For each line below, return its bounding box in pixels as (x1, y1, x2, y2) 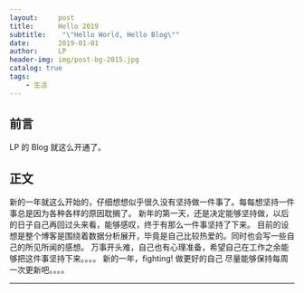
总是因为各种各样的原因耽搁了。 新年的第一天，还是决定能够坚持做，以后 (16, 208, 290, 219)
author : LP (9, 47, 67, 56)
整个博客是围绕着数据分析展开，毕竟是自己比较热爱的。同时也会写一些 (24, 231, 287, 241)
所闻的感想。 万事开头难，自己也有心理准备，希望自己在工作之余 (40, 241, 281, 253)
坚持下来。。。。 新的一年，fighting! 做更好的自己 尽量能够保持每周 (48, 253, 290, 264)
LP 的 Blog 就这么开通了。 (9, 142, 107, 153)
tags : (9, 72, 30, 81)
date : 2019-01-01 (9, 38, 100, 48)
